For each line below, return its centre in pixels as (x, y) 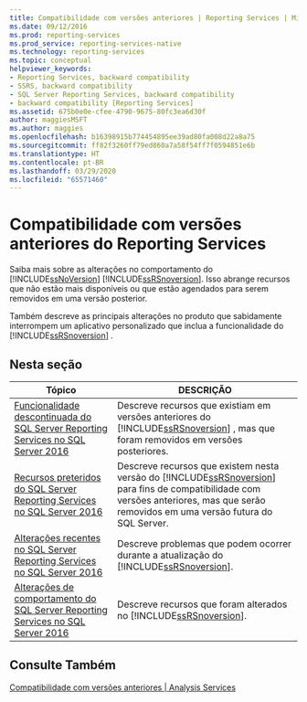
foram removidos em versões (180, 440)
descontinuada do (53, 417)
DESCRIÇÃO (205, 390)
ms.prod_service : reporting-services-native (95, 43)
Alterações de (44, 587)
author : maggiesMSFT (49, 120)
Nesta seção (46, 364)
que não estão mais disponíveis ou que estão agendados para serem (139, 289)
